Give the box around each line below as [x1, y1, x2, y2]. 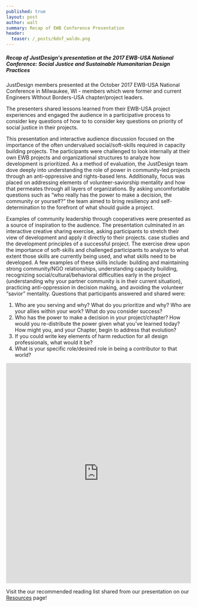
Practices [6, 66, 30, 73]
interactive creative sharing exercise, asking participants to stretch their [6, 227, 179, 235]
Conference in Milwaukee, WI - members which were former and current [6, 87, 182, 95]
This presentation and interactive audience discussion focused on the [6, 135, 175, 142]
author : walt [6, 19, 38, 25]
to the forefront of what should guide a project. [40, 204, 154, 211]
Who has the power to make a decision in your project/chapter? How [14, 313, 181, 321]
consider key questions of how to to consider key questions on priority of [6, 117, 183, 124]
